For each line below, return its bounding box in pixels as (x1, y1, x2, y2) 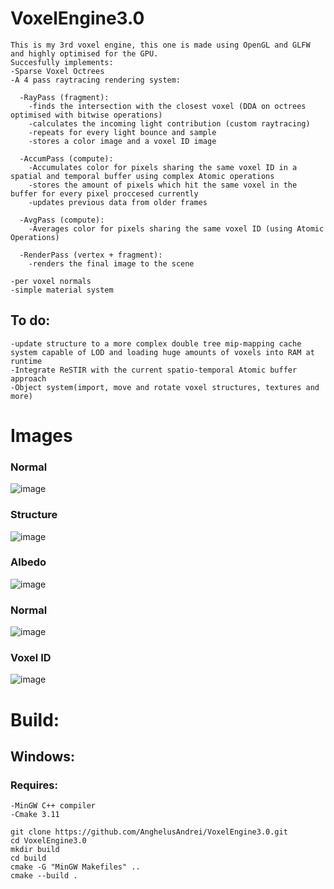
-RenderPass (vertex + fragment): (19, 250, 163, 260)
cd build (10, 853, 47, 864)
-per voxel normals (10, 276, 92, 286)
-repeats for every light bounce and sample (28, 127, 217, 137)
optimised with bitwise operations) (10, 110, 163, 120)
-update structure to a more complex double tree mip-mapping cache (10, 338, 302, 349)
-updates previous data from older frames (28, 197, 208, 207)
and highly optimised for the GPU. (10, 48, 159, 59)
